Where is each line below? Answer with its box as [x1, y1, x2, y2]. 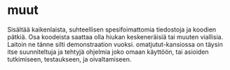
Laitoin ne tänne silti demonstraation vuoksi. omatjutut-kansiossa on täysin [7, 40, 223, 48]
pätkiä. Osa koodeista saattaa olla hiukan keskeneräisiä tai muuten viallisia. [7, 32, 224, 41]
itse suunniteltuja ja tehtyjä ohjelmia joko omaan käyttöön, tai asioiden [7, 48, 209, 56]
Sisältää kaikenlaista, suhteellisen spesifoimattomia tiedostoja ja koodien [7, 25, 217, 34]
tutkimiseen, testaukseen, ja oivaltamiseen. [7, 55, 132, 63]
